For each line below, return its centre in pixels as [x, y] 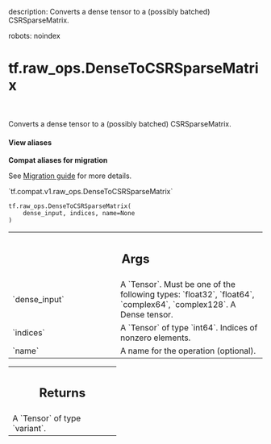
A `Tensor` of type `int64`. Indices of [189, 327]
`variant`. [29, 429]
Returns [63, 393]
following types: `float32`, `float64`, [188, 294]
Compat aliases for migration [58, 160]
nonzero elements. [156, 338]
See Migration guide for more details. [70, 176]
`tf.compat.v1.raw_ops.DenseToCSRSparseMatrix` [91, 192]
